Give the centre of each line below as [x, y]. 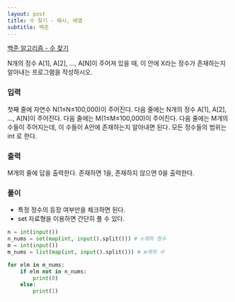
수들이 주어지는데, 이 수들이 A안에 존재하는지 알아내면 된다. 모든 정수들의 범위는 [117, 127]
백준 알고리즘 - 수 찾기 [38, 48]
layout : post [27, 14]
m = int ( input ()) [33, 246]
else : [28, 285]
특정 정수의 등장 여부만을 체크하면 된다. [71, 210]
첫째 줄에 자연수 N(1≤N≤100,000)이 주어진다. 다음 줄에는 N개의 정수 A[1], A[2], [117, 109]
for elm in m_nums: [36, 265]
